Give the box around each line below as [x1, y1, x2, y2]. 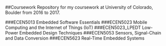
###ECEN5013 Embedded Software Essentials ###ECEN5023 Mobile [5, 19, 148, 25]
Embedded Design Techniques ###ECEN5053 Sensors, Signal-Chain [19, 30, 162, 35]
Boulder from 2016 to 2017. [5, 9, 60, 15]
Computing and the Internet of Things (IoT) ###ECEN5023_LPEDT [5, 24, 141, 30]
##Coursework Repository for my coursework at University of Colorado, [5, 4, 153, 10]
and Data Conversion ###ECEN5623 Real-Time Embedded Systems [5, 35, 145, 41]
